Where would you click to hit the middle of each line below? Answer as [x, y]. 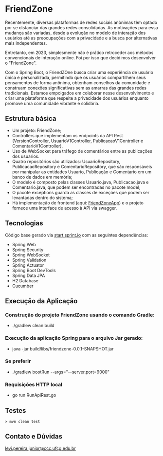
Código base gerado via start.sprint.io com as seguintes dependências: [77, 235]
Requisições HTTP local [34, 384]
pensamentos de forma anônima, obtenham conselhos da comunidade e [78, 82]
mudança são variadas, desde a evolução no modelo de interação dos [75, 33]
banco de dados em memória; [42, 177]
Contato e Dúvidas [34, 437]
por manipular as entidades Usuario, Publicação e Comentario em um [82, 172]
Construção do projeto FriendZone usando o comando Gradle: [80, 315]
